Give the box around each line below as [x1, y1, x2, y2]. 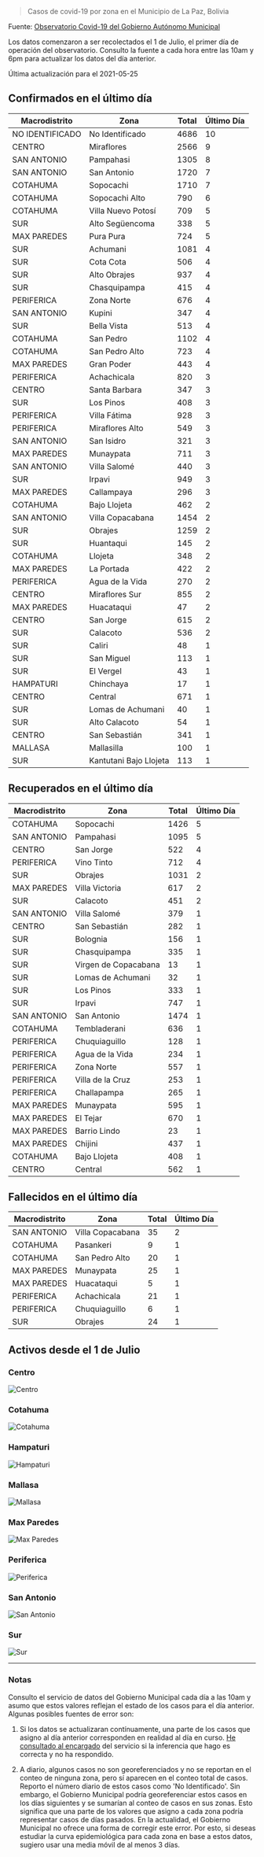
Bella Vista [89, 320, 128, 331]
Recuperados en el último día [8, 782, 153, 796]
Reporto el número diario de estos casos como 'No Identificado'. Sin [19, 1781, 241, 1791]
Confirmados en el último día [8, 92, 152, 105]
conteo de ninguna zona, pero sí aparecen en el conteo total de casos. [19, 1773, 248, 1782]
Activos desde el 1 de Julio [8, 1343, 141, 1357]
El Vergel [89, 665, 122, 676]
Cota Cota [89, 256, 127, 267]
